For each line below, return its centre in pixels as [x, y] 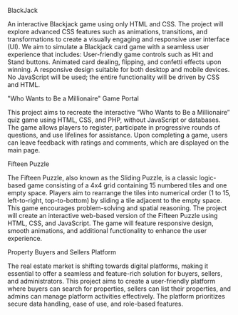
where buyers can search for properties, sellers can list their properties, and [119, 289]
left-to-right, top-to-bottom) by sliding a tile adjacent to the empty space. [115, 200]
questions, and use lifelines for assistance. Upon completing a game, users [118, 135]
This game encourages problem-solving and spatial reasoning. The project [117, 208]
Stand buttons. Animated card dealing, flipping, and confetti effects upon [114, 62]
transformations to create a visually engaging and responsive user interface [119, 39]
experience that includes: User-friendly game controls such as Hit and [110, 54]
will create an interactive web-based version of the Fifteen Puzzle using [113, 216]
